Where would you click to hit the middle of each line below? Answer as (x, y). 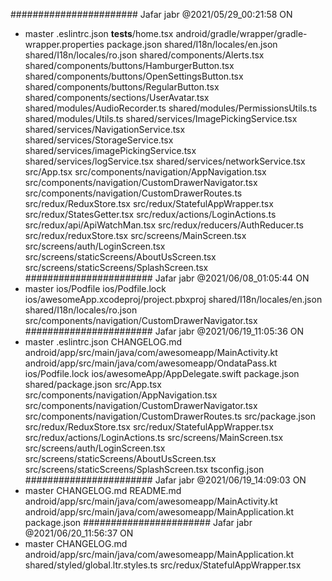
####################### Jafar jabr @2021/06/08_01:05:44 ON (167, 278)
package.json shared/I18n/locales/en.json (192, 44)
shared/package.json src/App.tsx (93, 384)
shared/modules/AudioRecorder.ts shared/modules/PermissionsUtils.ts (171, 108)
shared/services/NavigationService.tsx (105, 129)
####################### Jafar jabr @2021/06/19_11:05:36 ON (164, 331)
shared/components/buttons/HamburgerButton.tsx (129, 65)
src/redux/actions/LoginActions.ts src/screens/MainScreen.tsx (154, 437)
